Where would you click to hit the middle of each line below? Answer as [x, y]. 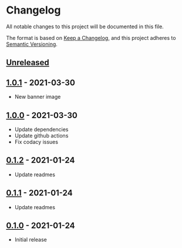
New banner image [38, 97]
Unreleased [28, 63]
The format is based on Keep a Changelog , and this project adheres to [91, 38]
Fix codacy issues [36, 142]
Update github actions [41, 135]
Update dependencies [41, 129]
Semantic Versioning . [32, 44]
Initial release [31, 240]
